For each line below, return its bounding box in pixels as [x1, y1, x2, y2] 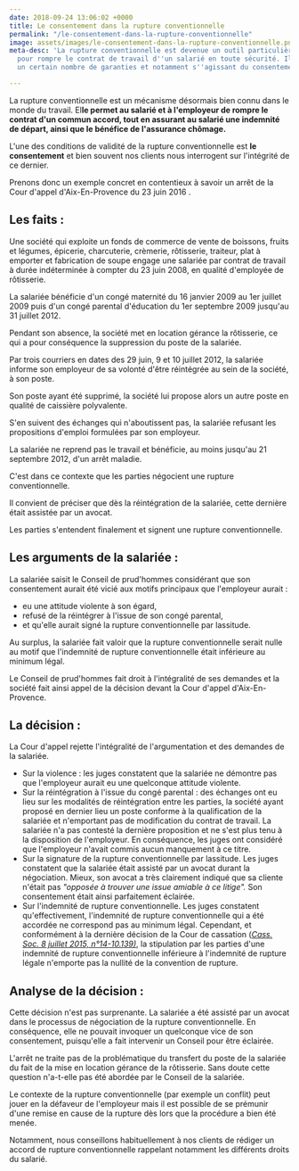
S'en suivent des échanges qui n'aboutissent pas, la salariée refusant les [9, 416, 277, 428]
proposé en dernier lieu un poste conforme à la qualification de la [21, 806, 263, 817]
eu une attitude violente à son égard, [21, 600, 158, 611]
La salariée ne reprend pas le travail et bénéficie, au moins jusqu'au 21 [9, 443, 267, 455]
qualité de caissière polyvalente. [9, 400, 127, 410]
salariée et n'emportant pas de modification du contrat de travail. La [21, 815, 271, 826]
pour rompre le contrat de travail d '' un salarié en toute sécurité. [17, 54, 280, 63]
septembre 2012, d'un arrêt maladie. [9, 453, 142, 464]
